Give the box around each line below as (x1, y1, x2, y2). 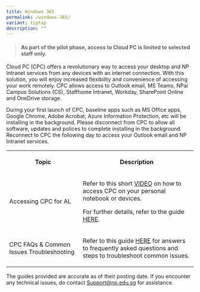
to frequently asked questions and (82, 244, 179, 253)
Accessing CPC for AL (9, 197, 71, 206)
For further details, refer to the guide (82, 208, 185, 216)
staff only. (20, 50, 47, 57)
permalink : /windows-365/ (6, 14, 70, 20)
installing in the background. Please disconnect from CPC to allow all (6, 119, 175, 126)
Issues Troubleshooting (9, 248, 75, 256)
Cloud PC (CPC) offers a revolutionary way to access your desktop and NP (6, 63, 189, 70)
